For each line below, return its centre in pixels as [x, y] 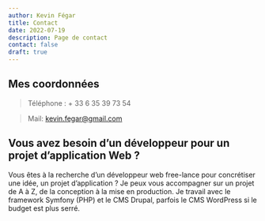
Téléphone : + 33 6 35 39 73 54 [79, 103]
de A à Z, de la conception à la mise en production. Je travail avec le [119, 191]
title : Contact [33, 23]
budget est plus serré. [44, 208]
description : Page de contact [58, 37]
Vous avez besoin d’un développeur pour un [119, 143]
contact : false [33, 45]
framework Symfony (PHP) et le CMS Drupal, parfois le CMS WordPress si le [132, 200]
